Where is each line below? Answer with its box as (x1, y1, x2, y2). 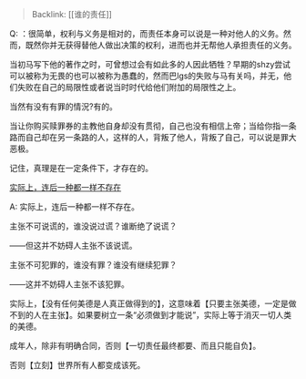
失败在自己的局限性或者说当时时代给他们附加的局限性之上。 (16, 82, 241, 92)
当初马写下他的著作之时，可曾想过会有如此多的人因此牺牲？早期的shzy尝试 (9, 59, 291, 69)
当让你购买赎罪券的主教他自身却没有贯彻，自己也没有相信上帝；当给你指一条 (9, 120, 297, 131)
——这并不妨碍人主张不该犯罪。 (9, 279, 129, 290)
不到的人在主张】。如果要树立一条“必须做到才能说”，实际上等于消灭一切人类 (9, 310, 292, 320)
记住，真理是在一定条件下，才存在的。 (9, 163, 153, 173)
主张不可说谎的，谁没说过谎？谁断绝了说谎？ (9, 220, 178, 231)
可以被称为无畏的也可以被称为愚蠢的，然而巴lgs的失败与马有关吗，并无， (9, 70, 284, 81)
